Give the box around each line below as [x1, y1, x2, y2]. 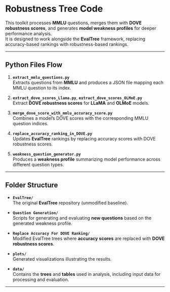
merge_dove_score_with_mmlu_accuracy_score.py [12, 111, 113, 116]
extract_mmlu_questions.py [12, 75, 70, 80]
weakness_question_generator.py [12, 152, 81, 157]
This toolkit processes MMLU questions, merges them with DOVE [5, 20, 142, 26]
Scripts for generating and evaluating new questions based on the [12, 215, 152, 221]
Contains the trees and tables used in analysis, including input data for [12, 271, 161, 277]
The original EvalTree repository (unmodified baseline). [12, 200, 128, 206]
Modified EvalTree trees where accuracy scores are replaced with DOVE [12, 235, 165, 241]
